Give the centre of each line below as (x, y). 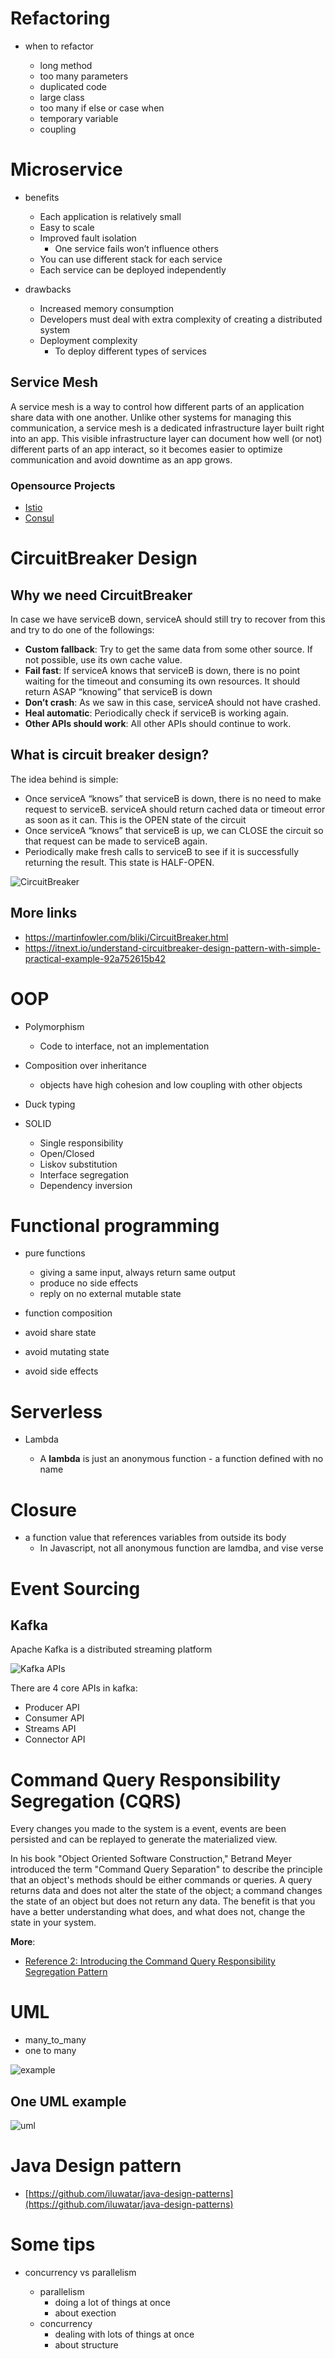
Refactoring (60, 18)
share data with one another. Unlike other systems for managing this (151, 417)
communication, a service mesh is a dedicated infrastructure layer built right (167, 428)
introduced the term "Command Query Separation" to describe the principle (166, 1869)
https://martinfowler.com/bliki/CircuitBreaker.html (126, 937)
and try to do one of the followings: (82, 629)
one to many (50, 2051)
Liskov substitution (78, 1164)
